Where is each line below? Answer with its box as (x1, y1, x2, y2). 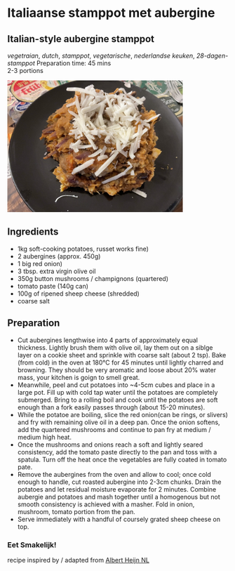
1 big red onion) (17, 259, 63, 268)
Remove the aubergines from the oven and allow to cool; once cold (17, 470, 212, 478)
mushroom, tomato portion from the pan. (17, 507, 135, 516)
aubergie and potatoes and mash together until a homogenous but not (17, 492, 221, 501)
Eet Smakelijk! (7, 539, 57, 549)
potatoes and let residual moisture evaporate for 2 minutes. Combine (17, 485, 217, 493)
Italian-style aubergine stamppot (7, 33, 154, 45)
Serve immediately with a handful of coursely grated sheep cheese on (17, 515, 221, 523)
